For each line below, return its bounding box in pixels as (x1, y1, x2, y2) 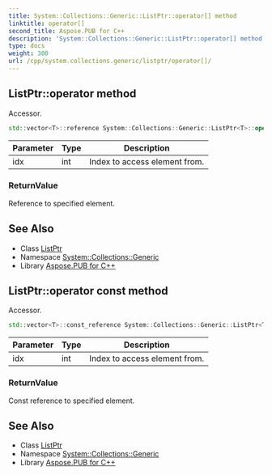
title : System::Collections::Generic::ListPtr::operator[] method (8, 11, 237, 20)
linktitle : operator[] (8, 19, 85, 28)
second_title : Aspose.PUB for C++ (8, 27, 125, 35)
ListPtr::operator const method (8, 284, 168, 298)
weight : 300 (8, 49, 49, 57)
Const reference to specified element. (8, 396, 135, 405)
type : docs (8, 42, 45, 50)
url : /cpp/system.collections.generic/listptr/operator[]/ (8, 57, 212, 66)
